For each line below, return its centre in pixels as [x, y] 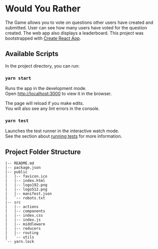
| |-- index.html [25, 181]
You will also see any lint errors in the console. [53, 109]
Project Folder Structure [43, 152]
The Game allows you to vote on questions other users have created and [79, 22]
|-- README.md [20, 164]
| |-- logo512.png [26, 189]
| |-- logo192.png [26, 185]
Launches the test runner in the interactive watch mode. [62, 131]
